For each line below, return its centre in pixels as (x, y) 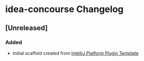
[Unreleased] (27, 28)
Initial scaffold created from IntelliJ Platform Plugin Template (76, 53)
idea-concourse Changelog (64, 9)
